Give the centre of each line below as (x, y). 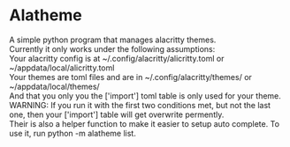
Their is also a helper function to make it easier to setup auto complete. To (145, 123)
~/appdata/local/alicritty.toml (62, 68)
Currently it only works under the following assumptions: (112, 48)
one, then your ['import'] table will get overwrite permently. (117, 114)
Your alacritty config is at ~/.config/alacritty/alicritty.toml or (117, 58)
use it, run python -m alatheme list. (73, 133)
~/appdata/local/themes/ (54, 86)
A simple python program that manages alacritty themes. (113, 40)
